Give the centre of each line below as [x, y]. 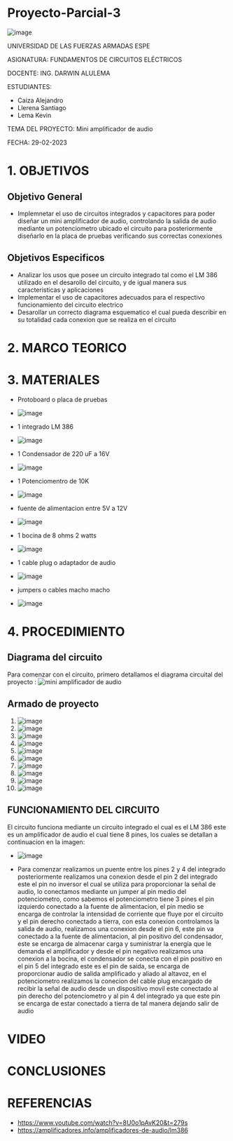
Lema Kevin [34, 115]
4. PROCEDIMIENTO [66, 632]
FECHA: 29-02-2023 [37, 142]
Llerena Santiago [42, 107]
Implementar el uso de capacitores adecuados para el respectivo [111, 297]
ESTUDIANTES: [30, 86]
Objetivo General [45, 197]
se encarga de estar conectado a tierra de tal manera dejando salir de [118, 1003]
